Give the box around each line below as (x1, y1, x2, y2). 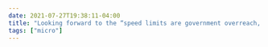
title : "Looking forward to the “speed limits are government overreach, (8, 19, 262, 27)
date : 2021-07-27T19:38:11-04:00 (8, 11, 121, 20)
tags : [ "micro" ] (8, 26, 63, 34)
